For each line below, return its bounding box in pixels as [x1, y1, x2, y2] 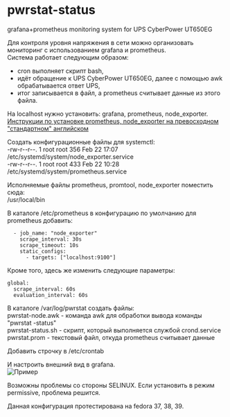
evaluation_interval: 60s [13, 291, 89, 298]
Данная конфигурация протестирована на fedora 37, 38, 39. [7, 402, 184, 410]
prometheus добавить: [7, 216, 73, 224]
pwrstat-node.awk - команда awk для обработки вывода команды [7, 311, 202, 319]
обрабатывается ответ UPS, [17, 81, 100, 90]
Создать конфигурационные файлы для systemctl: [7, 137, 156, 146]
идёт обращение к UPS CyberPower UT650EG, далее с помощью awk [17, 74, 223, 82]
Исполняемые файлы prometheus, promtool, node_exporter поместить [7, 180, 213, 189]
